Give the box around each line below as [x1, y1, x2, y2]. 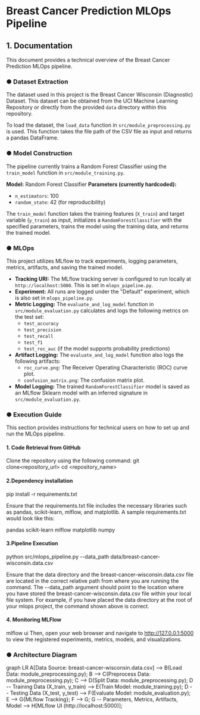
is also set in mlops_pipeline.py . [14, 294, 94, 301]
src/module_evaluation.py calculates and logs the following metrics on [14, 307, 189, 314]
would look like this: [6, 514, 55, 522]
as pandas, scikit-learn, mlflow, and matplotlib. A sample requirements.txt [6, 508, 186, 515]
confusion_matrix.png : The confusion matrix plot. [23, 377, 145, 384]
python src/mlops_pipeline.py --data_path [6, 553, 110, 560]
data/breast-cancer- [110, 553, 161, 560]
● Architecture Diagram [6, 651, 77, 659]
